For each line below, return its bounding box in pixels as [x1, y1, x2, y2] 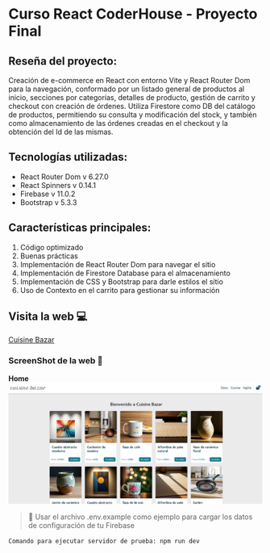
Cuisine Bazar [8, 335, 55, 345]
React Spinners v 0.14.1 [19, 180, 97, 190]
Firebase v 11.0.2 [19, 189, 76, 199]
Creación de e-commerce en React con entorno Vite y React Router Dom [8, 76, 251, 85]
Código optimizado [19, 242, 84, 252]
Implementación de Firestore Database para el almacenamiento [19, 268, 231, 278]
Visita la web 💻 [8, 310, 88, 324]
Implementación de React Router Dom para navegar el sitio [19, 259, 216, 269]
